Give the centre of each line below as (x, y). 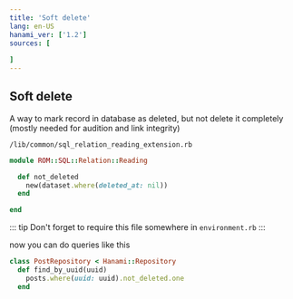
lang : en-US (32, 26)
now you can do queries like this (70, 245)
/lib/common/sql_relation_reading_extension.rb (101, 145)
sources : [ (30, 43)
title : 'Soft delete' (50, 18)
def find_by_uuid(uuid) (62, 270)
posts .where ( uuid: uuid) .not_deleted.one (105, 278)
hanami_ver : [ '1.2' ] (49, 34)
